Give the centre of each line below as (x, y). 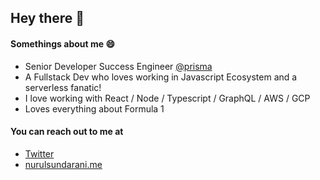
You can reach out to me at (67, 132)
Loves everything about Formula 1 (94, 108)
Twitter (39, 153)
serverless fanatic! (63, 87)
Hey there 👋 (47, 18)
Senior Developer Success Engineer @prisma (118, 66)
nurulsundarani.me (63, 164)
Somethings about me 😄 (62, 43)
